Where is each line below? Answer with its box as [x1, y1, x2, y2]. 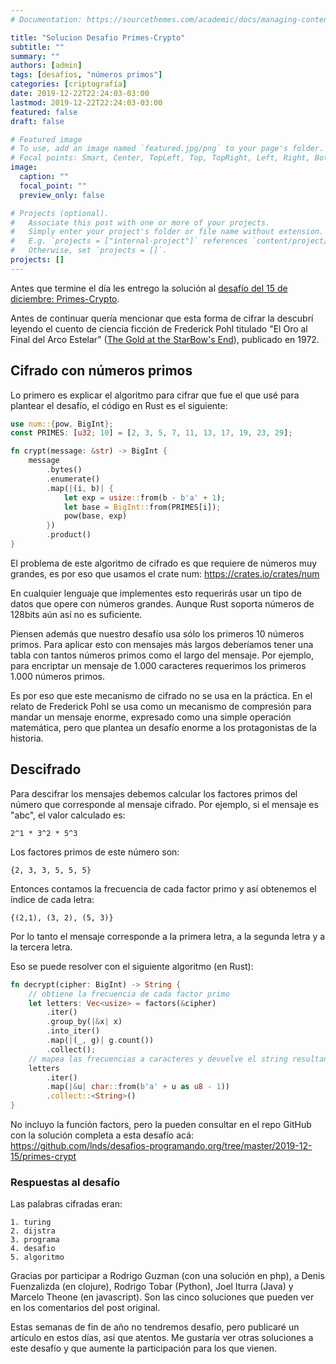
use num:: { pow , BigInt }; [10, 419, 114, 429]
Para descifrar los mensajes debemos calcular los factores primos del [10, 787, 298, 800]
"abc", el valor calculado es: [10, 809, 126, 821]
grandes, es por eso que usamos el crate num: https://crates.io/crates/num [10, 567, 320, 580]
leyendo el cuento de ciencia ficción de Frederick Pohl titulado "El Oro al [10, 322, 308, 335]
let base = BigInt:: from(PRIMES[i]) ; [63, 502, 222, 512]
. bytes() [46, 465, 83, 475]
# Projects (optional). [10, 208, 110, 218]
